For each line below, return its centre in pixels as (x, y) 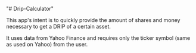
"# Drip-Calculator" (30, 9)
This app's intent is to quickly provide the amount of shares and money (93, 20)
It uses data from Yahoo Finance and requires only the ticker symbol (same (98, 38)
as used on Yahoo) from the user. (47, 44)
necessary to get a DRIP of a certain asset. (59, 26)
